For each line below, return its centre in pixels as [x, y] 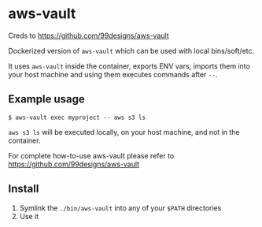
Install [24, 189]
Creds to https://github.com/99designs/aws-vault [89, 35]
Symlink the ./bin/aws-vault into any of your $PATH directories [120, 208]
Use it [29, 216]
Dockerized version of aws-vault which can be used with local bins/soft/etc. [131, 50]
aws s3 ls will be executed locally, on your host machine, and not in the [124, 132]
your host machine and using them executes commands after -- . [113, 74]
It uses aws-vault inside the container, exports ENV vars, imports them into [129, 66]
